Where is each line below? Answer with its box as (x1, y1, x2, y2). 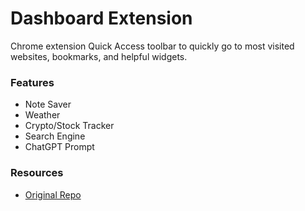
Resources (10, 166, 64, 180)
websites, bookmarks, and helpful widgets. (10, 50, 188, 62)
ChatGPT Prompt (24, 141, 95, 153)
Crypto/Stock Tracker (24, 120, 115, 132)
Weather (24, 109, 61, 121)
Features (10, 75, 55, 89)
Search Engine (24, 130, 86, 142)
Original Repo (24, 188, 82, 201)
